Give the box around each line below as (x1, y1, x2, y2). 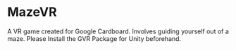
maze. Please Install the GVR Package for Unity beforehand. (7, 34, 182, 42)
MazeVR (7, 4, 58, 20)
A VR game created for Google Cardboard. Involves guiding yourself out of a (7, 27, 229, 35)
